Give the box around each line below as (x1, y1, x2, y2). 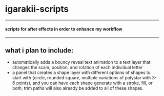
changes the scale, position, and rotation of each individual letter (12, 64, 143, 70)
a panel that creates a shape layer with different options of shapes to (12, 70, 151, 75)
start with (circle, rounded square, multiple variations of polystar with (12, 74, 151, 80)
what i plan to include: (5, 46, 74, 54)
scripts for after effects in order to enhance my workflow (5, 26, 123, 32)
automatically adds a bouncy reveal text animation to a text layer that (12, 59, 151, 65)
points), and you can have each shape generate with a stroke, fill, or (16, 80, 153, 86)
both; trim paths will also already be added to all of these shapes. (12, 85, 143, 91)
